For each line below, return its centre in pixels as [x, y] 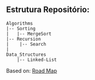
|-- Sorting [21, 28]
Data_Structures [26, 55]
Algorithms [20, 23]
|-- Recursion [24, 39]
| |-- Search [26, 44]
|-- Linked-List [37, 60]
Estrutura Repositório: [48, 10]
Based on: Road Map [32, 71]
